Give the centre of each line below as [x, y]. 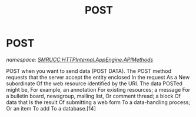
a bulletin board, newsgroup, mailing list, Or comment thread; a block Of [94, 96]
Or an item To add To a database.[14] [51, 108]
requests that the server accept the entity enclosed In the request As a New [98, 77]
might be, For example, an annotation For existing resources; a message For [98, 89]
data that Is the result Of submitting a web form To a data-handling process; [98, 102]
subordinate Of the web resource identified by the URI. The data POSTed [94, 83]
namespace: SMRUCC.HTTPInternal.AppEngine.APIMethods [80, 59]
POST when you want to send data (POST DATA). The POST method [89, 71]
